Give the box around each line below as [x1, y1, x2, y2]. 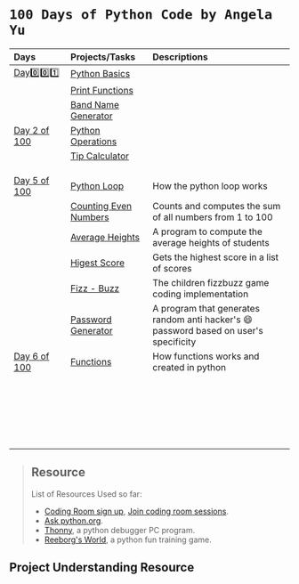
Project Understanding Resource [9, 560, 195, 575]
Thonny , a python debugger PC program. [44, 524, 196, 535]
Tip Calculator [70, 150, 130, 162]
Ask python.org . [44, 515, 104, 526]
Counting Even [70, 199, 132, 212]
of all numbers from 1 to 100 [152, 211, 273, 223]
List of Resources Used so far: [30, 488, 142, 499]
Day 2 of [13, 124, 50, 136]
